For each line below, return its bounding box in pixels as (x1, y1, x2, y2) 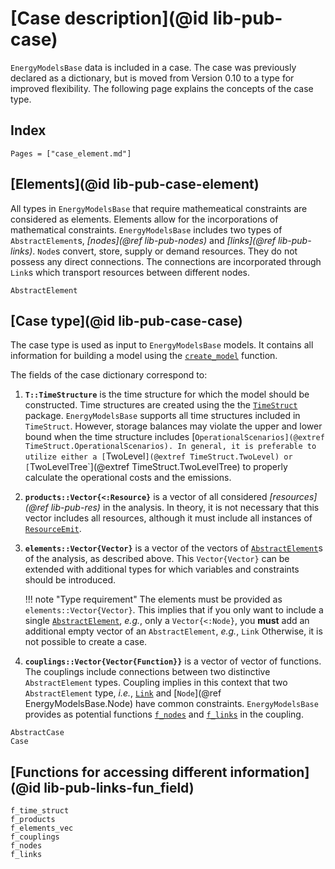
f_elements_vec (10, 823, 74, 834)
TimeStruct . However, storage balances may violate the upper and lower (24, 420, 323, 432)
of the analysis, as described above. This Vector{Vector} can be (24, 553, 290, 565)
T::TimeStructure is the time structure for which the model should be (24, 388, 310, 401)
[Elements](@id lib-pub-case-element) (10, 176, 260, 193)
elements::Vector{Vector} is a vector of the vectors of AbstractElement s (24, 542, 323, 554)
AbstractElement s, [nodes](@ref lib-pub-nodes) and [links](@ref (10, 234, 276, 246)
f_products (10, 815, 56, 825)
